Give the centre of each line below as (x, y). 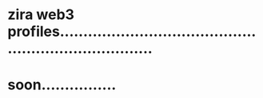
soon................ (62, 85)
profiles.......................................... (132, 31)
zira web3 (41, 15)
